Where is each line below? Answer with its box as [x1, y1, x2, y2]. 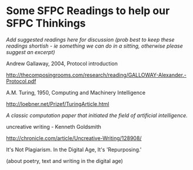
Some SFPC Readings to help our [6, 4, 170, 18]
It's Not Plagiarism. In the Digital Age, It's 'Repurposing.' [6, 146, 142, 153]
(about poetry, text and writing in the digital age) [6, 157, 124, 164]
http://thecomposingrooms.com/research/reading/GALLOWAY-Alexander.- [6, 71, 187, 78]
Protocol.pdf [6, 78, 36, 85]
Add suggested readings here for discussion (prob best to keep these [6, 36, 175, 43]
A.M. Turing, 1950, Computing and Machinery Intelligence [6, 89, 146, 96]
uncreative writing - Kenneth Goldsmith [6, 123, 102, 130]
